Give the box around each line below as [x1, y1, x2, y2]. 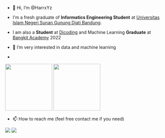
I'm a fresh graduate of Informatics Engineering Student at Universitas [12, 14, 160, 20]
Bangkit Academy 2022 [12, 35, 61, 40]
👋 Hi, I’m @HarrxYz [12, 5, 52, 10]
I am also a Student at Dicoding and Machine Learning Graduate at [12, 29, 151, 35]
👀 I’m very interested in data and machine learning [12, 44, 116, 50]
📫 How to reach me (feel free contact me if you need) [12, 116, 124, 122]
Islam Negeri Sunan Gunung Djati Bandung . [12, 20, 102, 25]
